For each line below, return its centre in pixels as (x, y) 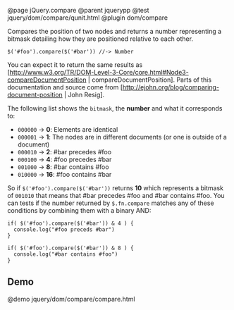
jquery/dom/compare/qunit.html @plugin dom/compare (87, 18)
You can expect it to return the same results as (75, 65)
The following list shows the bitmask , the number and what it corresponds (115, 108)
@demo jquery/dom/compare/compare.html (71, 299)
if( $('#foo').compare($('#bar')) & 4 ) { (70, 223)
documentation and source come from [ (65, 87)
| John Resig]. (84, 95)
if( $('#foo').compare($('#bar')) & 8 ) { (70, 248)
